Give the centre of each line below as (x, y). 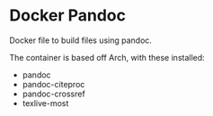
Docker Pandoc (67, 16)
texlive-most (45, 103)
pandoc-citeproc (53, 84)
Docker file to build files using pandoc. (81, 40)
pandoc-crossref (53, 94)
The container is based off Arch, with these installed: (107, 57)
